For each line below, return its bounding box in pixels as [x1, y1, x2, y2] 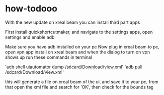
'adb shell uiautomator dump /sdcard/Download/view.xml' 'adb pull [5, 64, 143, 70]
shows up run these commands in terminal [5, 54, 92, 60]
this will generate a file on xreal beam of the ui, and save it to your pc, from [5, 79, 159, 85]
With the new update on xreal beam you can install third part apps [5, 19, 140, 25]
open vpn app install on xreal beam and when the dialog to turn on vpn [5, 49, 150, 55]
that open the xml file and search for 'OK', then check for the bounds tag [5, 84, 154, 90]
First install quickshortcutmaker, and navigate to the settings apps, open [5, 29, 153, 35]
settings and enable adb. [5, 34, 56, 40]
